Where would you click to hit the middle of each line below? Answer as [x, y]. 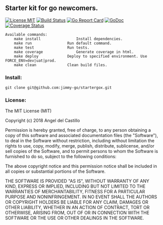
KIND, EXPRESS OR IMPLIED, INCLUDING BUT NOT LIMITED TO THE [75, 186]
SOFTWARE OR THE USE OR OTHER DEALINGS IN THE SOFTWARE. [75, 218]
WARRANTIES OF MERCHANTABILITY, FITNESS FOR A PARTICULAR [75, 192]
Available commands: [27, 34]
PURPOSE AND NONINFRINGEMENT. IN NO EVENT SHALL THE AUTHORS [81, 197]
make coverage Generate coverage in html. [74, 52]
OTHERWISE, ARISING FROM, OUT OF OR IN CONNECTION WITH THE [77, 213]
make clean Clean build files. [61, 65]
